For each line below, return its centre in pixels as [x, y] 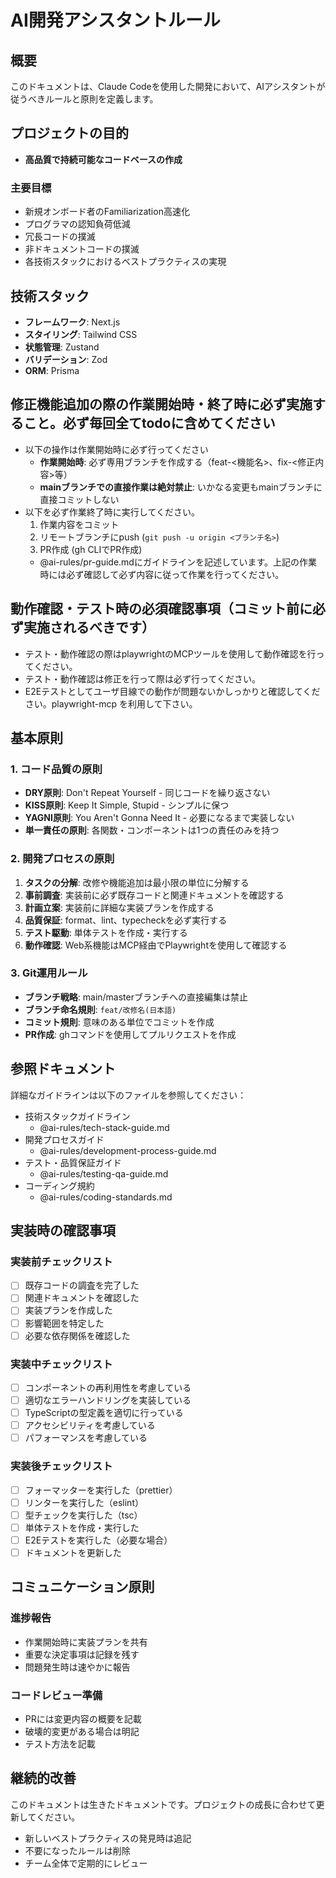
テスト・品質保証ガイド [73, 1162]
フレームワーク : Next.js [72, 322]
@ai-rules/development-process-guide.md [128, 1150]
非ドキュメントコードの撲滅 [82, 249]
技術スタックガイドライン [77, 1116]
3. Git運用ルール [49, 973]
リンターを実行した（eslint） [84, 1502]
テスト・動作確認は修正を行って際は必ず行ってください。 [142, 678]
